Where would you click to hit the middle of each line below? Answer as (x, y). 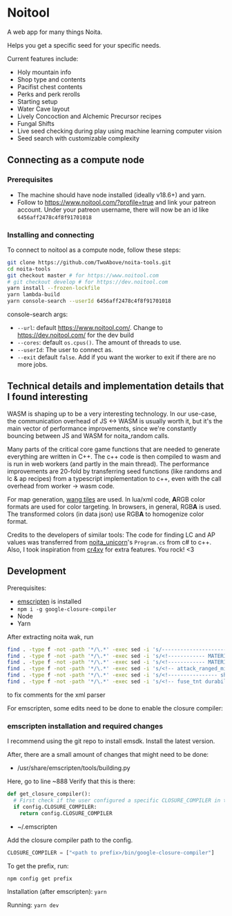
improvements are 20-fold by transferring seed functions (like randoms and (115, 471)
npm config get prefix (40, 879)
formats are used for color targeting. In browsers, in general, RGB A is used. (114, 506)
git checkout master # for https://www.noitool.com (83, 275)
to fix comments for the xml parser (56, 695)
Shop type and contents (51, 79)
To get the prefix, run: (38, 865)
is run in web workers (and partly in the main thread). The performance (108, 464)
